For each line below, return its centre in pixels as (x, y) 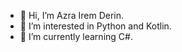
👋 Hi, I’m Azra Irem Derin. (71, 15)
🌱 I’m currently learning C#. (76, 36)
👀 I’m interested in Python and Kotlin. (95, 26)
